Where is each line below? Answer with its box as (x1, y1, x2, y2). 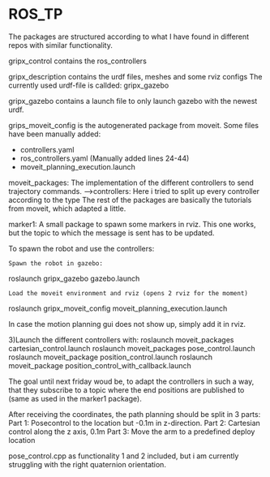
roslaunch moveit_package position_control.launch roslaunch (8, 352, 213, 362)
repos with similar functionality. (8, 40, 114, 49)
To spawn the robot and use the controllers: (8, 243, 155, 253)
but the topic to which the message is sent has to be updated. (8, 228, 215, 238)
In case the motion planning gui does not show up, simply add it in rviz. (8, 319, 246, 329)
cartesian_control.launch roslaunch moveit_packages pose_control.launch (8, 343, 255, 353)
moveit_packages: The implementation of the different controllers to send (8, 178, 254, 187)
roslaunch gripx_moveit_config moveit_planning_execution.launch (8, 303, 228, 313)
